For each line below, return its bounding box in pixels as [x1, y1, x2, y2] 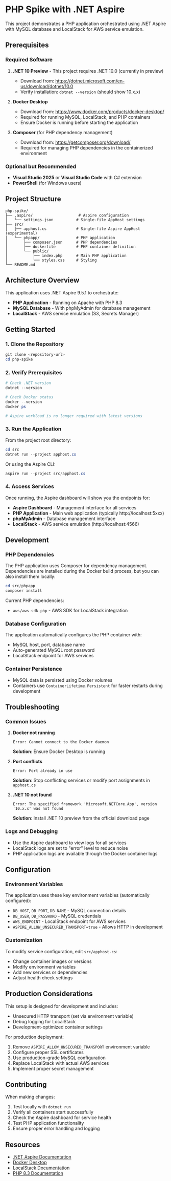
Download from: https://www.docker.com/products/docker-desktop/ [20, 109, 164, 115]
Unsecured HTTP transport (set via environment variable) [12, 1013, 134, 1019]
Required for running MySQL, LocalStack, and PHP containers [20, 114, 151, 120]
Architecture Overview [5, 276, 80, 285]
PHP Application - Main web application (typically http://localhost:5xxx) [12, 510, 164, 516]
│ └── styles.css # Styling [5, 257, 97, 263]
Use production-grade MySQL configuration [12, 1055, 106, 1061]
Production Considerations [5, 990, 93, 998]
